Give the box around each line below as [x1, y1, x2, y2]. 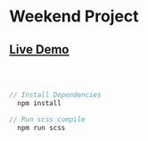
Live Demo [9, 42, 70, 57]
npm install [17, 98, 62, 108]
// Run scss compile [9, 114, 86, 124]
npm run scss [17, 123, 66, 132]
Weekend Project [9, 6, 140, 27]
